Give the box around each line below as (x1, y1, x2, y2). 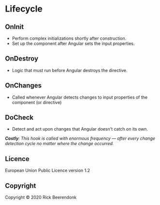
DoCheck (5, 114, 34, 122)
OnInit (5, 23, 24, 31)
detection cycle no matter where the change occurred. (5, 141, 114, 146)
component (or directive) (12, 99, 62, 105)
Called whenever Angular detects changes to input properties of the (12, 94, 148, 100)
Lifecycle (5, 3, 43, 15)
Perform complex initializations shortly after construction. (12, 35, 127, 41)
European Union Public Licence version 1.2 (5, 168, 90, 174)
